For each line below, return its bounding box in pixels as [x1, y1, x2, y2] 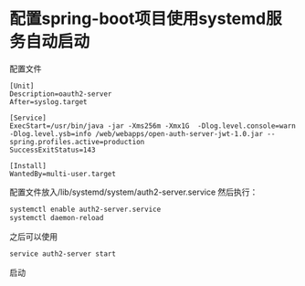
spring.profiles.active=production [9, 137, 145, 146]
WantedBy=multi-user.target [9, 169, 117, 178]
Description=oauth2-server [9, 89, 112, 99]
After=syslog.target [9, 97, 89, 106]
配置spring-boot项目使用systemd [9, 8, 267, 29]
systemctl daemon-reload [9, 213, 104, 222]
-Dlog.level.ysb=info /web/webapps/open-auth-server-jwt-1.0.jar [9, 129, 263, 138]
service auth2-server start [9, 249, 117, 259]
